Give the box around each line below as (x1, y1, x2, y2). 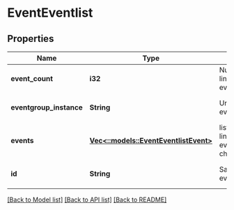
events (10, 136, 34, 145)
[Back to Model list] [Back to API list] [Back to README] (7, 195, 167, 204)
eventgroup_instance (10, 103, 84, 112)
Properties (7, 33, 54, 45)
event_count (10, 74, 54, 83)
